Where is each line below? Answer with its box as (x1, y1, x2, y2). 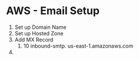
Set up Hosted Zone (14, 29, 64, 36)
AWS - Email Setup (6, 4, 100, 18)
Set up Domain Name (14, 24, 67, 31)
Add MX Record (14, 36, 54, 43)
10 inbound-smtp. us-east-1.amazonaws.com (23, 42, 134, 49)
